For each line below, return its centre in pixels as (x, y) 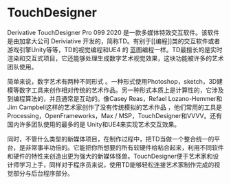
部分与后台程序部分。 (43, 173)
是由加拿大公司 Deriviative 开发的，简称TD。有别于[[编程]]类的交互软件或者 (114, 41)
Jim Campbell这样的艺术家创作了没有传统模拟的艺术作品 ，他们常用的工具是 (114, 107)
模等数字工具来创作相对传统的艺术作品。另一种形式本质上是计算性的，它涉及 (115, 90)
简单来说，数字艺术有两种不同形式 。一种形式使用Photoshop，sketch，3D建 (115, 81)
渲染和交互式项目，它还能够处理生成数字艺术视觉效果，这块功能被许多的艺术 (115, 58)
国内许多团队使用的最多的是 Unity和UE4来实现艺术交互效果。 (94, 124)
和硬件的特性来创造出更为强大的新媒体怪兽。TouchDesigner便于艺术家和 (110, 156)
